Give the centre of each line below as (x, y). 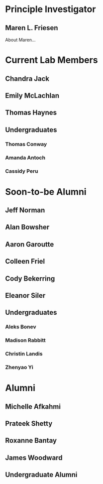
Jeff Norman (25, 210)
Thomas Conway (26, 144)
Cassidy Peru (22, 171)
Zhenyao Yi (19, 368)
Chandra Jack (27, 79)
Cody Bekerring (30, 278)
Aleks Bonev (21, 327)
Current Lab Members (51, 60)
